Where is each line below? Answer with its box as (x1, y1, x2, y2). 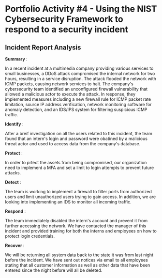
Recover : (5, 243, 25, 248)
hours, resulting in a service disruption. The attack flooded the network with (5, 76, 156, 81)
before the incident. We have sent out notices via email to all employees (5, 257, 148, 263)
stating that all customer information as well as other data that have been (5, 263, 150, 268)
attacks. (5, 170, 21, 175)
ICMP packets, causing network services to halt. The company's (5, 81, 134, 87)
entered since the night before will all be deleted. (5, 267, 103, 273)
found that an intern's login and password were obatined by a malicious (5, 136, 147, 141)
